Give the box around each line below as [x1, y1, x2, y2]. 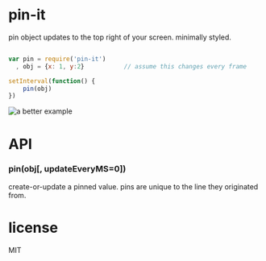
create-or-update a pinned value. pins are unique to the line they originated [8, 181, 259, 191]
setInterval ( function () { [8, 77, 95, 85]
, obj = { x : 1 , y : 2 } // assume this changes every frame [15, 62, 247, 70]
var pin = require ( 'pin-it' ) [8, 55, 106, 63]
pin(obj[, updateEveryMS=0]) [8, 164, 127, 175]
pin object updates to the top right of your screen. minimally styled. [8, 32, 232, 42]
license [8, 218, 59, 237]
